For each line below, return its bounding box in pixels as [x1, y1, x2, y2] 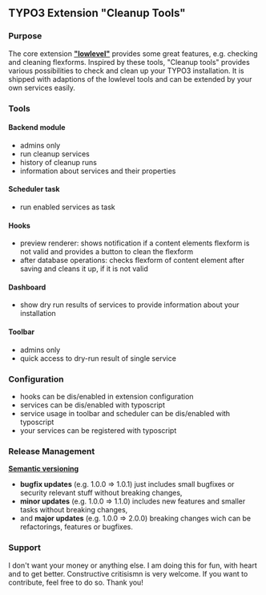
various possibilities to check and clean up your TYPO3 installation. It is [8, 66, 244, 75]
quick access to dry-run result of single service [19, 353, 176, 363]
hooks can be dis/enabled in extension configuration [19, 391, 194, 401]
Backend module [8, 123, 66, 132]
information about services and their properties [19, 166, 176, 176]
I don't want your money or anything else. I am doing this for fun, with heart [8, 561, 258, 570]
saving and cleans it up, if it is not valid [19, 264, 148, 273]
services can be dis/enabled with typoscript [19, 400, 166, 410]
